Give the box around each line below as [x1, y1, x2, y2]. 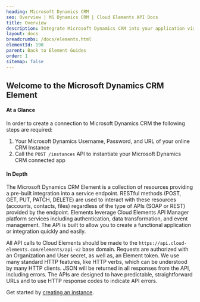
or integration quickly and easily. [6, 228, 86, 235]
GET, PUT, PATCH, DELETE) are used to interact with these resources [6, 196, 177, 203]
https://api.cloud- [139, 241, 187, 247]
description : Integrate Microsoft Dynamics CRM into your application [6, 25, 185, 32]
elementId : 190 [6, 42, 44, 48]
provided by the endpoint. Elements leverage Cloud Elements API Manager [6, 209, 189, 216]
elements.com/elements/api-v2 [6, 247, 82, 253]
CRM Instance [14, 144, 49, 151]
